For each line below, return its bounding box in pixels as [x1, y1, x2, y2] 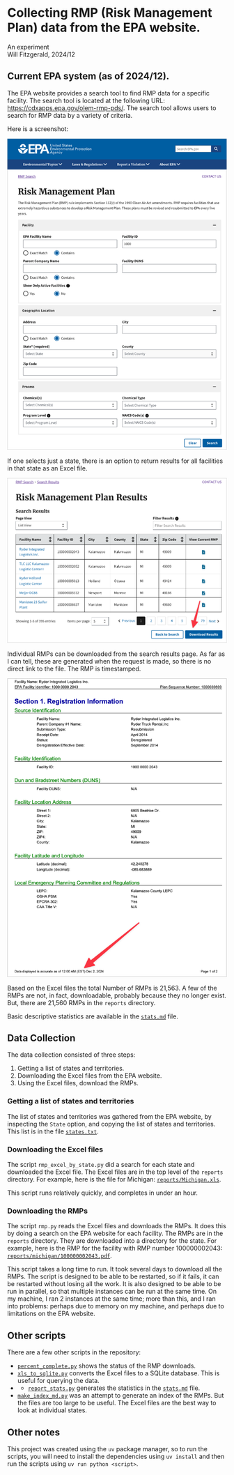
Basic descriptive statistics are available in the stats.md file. [7, 1012, 179, 1021]
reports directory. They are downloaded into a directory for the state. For [7, 1237, 217, 1245]
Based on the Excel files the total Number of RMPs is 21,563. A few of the [7, 984, 217, 992]
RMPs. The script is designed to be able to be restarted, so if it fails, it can [7, 1272, 219, 1281]
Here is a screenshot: [7, 124, 68, 133]
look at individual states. [17, 1406, 87, 1414]
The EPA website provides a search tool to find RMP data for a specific [7, 89, 210, 97]
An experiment [7, 43, 50, 51]
